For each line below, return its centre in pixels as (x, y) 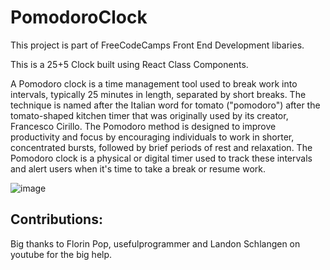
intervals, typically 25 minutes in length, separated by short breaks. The (158, 94)
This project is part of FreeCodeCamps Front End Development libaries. (157, 45)
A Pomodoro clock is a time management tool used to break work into (154, 83)
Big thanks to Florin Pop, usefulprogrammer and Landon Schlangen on (155, 243)
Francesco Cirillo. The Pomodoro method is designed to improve (143, 126)
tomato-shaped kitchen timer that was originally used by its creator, (149, 115)
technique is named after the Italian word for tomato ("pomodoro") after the (165, 105)
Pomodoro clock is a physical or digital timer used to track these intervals (161, 158)
